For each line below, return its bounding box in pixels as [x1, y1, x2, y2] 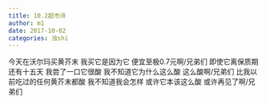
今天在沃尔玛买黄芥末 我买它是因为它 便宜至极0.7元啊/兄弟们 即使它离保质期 [8, 57, 259, 66]
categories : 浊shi [8, 34, 69, 42]
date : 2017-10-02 [8, 26, 66, 34]
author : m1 [8, 19, 45, 27]
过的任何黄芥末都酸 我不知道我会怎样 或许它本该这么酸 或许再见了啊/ [22, 77, 248, 86]
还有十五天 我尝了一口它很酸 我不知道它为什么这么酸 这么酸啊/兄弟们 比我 [8, 67, 251, 77]
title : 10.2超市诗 [8, 11, 66, 20]
